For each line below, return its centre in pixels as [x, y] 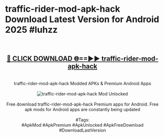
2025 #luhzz [31, 30]
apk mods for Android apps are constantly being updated [82, 109]
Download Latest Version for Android [82, 19]
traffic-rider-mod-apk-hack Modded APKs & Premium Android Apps [82, 83]
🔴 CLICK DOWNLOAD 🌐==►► [54, 59]
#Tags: [82, 120]
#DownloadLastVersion [82, 130]
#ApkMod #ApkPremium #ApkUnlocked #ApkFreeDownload [82, 125]
